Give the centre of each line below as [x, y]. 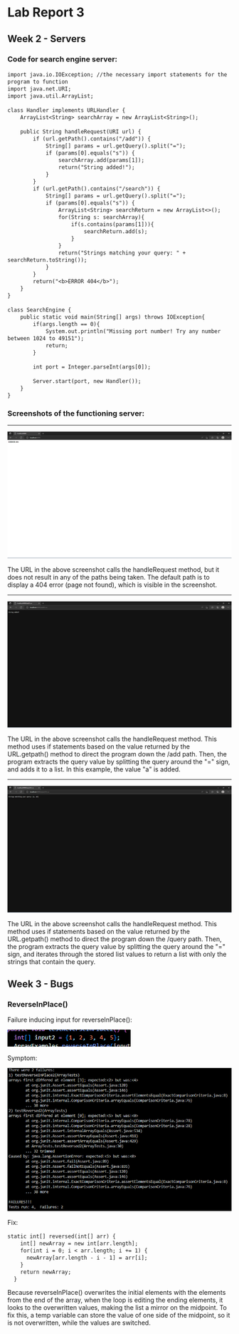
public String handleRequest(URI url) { [81, 132]
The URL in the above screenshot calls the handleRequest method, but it [113, 569]
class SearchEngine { [39, 310]
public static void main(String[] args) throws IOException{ [112, 317]
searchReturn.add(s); [116, 231]
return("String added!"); [96, 167]
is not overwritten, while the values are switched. [79, 1323]
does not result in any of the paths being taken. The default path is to [108, 577]
